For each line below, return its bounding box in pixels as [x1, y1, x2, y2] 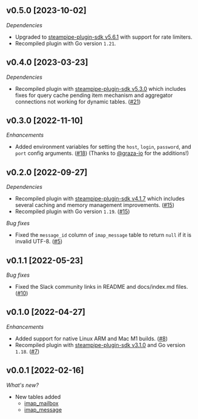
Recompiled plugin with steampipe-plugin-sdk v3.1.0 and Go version [15, 341, 186, 348]
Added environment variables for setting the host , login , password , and [15, 143, 192, 151]
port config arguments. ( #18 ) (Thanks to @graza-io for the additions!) [15, 150, 190, 157]
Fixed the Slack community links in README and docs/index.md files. [15, 283, 188, 291]
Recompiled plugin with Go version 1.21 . [15, 39, 116, 47]
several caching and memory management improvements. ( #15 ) [15, 202, 174, 209]
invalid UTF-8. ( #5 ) [15, 238, 63, 245]
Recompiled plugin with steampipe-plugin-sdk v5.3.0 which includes [15, 85, 186, 92]
